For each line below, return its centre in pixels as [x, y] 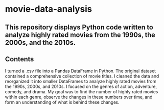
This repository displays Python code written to [79, 27]
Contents [20, 59]
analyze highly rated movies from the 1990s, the [80, 35]
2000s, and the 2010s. [40, 42]
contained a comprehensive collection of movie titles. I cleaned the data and [82, 76]
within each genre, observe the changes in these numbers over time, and [79, 97]
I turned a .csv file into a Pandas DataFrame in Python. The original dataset [81, 71]
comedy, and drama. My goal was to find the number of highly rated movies [82, 92]
